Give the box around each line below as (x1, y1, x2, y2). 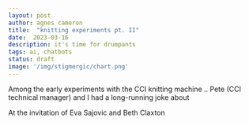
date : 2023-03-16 (8, 33, 69, 42)
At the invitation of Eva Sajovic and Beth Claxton (8, 108, 166, 117)
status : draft (8, 56, 55, 64)
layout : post (8, 11, 51, 20)
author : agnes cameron (8, 19, 83, 27)
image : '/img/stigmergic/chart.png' (8, 63, 129, 71)
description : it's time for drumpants (8, 41, 136, 49)
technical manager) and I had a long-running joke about (8, 92, 190, 102)
